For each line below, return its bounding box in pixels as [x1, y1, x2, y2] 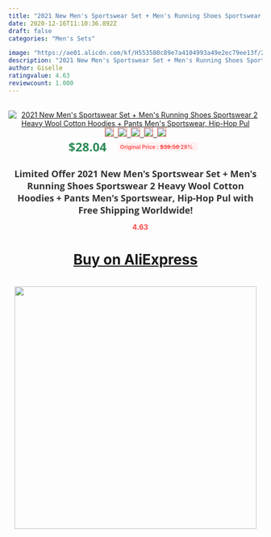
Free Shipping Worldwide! [77, 203, 194, 217]
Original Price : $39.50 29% [119, 142, 194, 150]
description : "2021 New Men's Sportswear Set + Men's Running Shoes [8, 57, 244, 65]
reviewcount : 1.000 [8, 78, 74, 87]
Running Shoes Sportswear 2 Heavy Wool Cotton [27, 179, 244, 192]
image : [8, 49, 31, 57]
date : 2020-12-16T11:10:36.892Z [8, 19, 117, 27]
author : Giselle [8, 64, 63, 73]
